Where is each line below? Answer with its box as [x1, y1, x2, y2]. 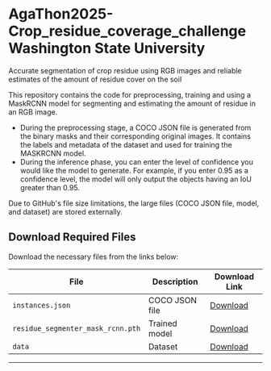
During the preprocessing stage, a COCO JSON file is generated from [19, 123, 252, 132]
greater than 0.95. [19, 182, 81, 192]
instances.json [12, 300, 71, 310]
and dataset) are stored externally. [8, 206, 123, 216]
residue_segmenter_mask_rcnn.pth [12, 323, 141, 333]
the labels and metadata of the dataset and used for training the [19, 140, 232, 149]
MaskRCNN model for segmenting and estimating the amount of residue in [8, 98, 256, 108]
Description [152, 276, 198, 287]
